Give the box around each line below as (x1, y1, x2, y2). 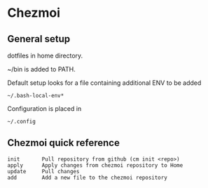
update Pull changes (7, 168, 80, 175)
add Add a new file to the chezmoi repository (7, 174, 168, 181)
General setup (7, 33, 71, 45)
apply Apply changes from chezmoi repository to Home (7, 161, 183, 169)
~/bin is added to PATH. (7, 65, 76, 73)
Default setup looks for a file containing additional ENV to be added (7, 79, 202, 87)
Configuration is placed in (7, 105, 82, 113)
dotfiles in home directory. (7, 51, 83, 60)
